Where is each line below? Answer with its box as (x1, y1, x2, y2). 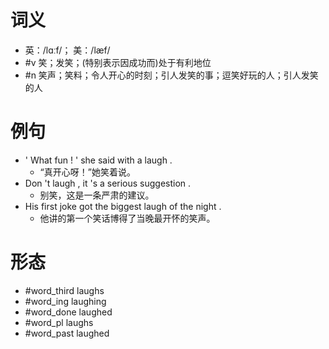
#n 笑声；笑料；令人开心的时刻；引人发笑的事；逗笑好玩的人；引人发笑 (24, 69, 319, 81)
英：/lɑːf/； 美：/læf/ (24, 44, 111, 56)
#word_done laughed (24, 306, 113, 318)
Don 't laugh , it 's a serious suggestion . (24, 177, 192, 189)
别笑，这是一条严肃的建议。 (39, 189, 155, 201)
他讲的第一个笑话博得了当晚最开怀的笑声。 (39, 212, 216, 224)
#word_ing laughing (24, 295, 107, 307)
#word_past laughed (24, 327, 110, 339)
